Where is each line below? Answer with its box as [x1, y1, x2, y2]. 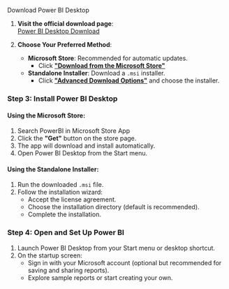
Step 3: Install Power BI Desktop [7, 94, 118, 104]
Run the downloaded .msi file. [17, 181, 104, 189]
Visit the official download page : [17, 20, 114, 27]
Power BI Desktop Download [17, 27, 100, 35]
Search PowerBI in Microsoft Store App [17, 127, 131, 135]
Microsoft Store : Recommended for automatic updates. [27, 54, 189, 62]
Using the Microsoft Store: [7, 111, 86, 120]
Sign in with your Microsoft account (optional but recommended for [27, 258, 222, 267]
